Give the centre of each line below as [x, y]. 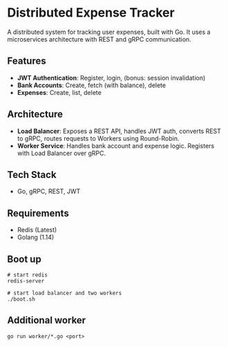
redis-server [26, 281]
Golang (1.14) [36, 238]
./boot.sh [21, 299]
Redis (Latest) [37, 230]
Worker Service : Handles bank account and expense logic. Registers [116, 145]
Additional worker [47, 320]
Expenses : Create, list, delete [59, 92]
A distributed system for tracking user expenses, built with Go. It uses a [109, 32]
